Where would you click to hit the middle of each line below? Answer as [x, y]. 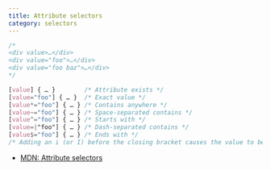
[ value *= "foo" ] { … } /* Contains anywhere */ [88, 105]
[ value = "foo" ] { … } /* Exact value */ [77, 97]
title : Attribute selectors [56, 16]
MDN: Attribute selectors [61, 157]
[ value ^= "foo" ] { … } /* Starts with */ [77, 120]
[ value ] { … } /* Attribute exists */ [86, 89]
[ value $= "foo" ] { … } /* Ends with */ [73, 135]
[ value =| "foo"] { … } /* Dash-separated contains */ [99, 127]
